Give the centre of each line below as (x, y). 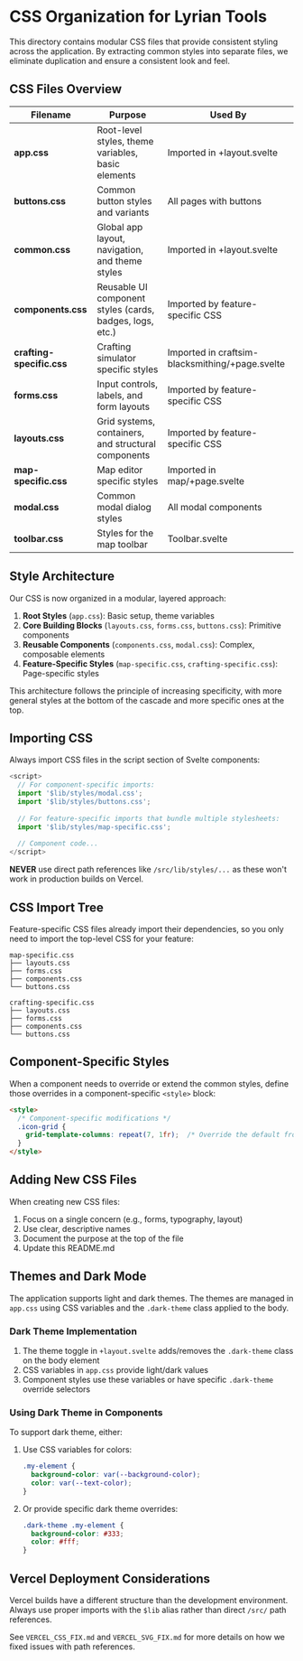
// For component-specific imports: (86, 785)
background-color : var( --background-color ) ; (116, 1475)
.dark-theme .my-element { (73, 1525)
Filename (51, 115)
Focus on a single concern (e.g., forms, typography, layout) (133, 1219)
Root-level (119, 130)
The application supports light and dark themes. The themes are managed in (151, 1298)
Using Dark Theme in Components (87, 1413)
